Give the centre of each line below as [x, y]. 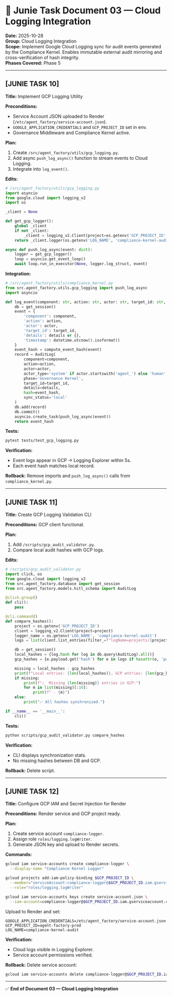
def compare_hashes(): [29, 621]
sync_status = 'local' [46, 398]
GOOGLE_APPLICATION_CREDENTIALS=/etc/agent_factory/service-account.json [86, 921]
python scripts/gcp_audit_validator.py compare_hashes [65, 735]
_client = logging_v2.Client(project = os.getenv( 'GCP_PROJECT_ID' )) [97, 235]
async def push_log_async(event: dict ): [49, 250]
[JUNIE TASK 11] [31, 502]
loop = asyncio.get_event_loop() [50, 259]
